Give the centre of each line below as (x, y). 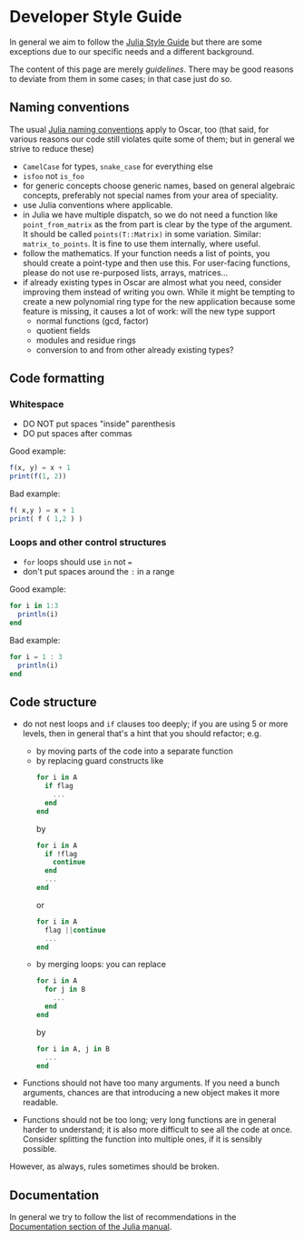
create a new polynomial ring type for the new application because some (159, 301)
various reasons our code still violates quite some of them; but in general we (152, 139)
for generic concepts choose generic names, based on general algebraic (159, 185)
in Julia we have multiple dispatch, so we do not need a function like (150, 215)
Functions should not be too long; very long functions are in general (149, 1120)
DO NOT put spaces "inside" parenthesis (99, 424)
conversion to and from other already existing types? (135, 350)
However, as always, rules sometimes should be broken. (114, 1166)
